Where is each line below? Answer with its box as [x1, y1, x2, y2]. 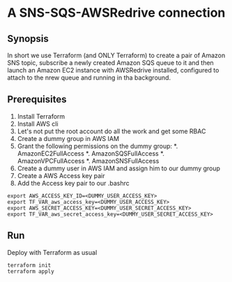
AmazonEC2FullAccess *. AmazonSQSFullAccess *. [17, 149, 165, 158]
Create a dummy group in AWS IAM [17, 134, 120, 142]
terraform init [7, 262, 52, 269]
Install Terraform [17, 112, 65, 120]
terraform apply [7, 267, 54, 275]
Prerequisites [7, 94, 67, 105]
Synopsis [7, 33, 49, 45]
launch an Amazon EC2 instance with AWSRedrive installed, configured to [7, 66, 219, 74]
